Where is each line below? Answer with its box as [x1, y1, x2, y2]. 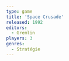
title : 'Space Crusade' [6, 14, 64, 20]
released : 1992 [6, 19, 43, 25]
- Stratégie [11, 46, 41, 52]
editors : [6, 24, 27, 31]
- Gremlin [11, 30, 35, 36]
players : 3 [6, 35, 33, 41]
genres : [6, 41, 25, 47]
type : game [6, 8, 33, 15]
